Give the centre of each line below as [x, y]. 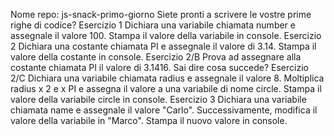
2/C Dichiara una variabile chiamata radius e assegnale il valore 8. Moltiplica [167, 78]
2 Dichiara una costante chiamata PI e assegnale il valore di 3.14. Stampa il [163, 46]
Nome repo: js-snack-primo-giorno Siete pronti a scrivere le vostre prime [161, 14]
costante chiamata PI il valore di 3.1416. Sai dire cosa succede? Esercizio [159, 67]
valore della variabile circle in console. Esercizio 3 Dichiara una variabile [158, 99]
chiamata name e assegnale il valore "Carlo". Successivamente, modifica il [164, 110]
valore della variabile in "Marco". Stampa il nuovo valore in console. [149, 120]
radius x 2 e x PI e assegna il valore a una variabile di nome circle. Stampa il [166, 88]
